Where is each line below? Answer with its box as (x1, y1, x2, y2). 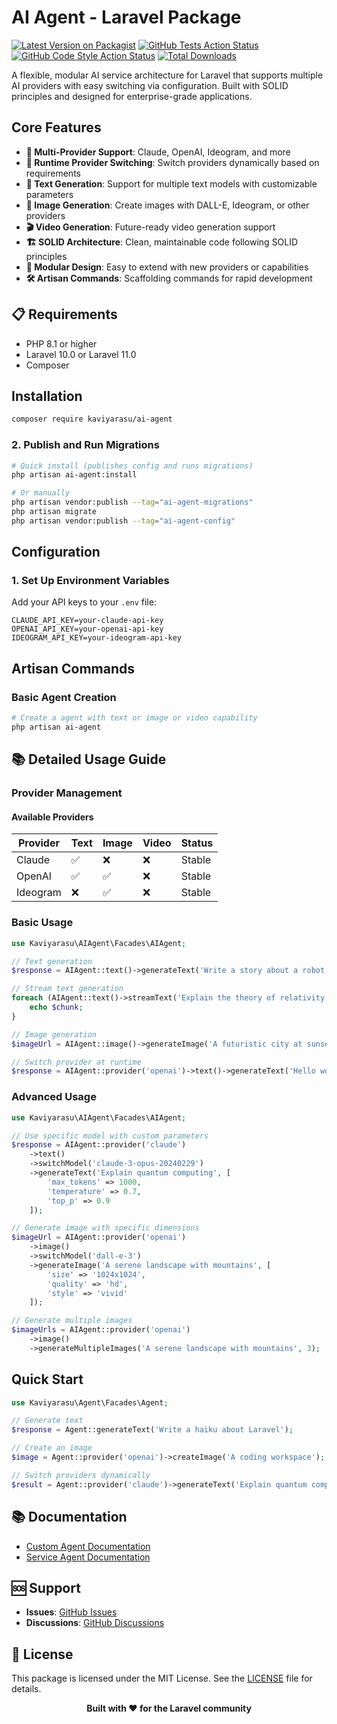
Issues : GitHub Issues (25, 1606, 118, 1618)
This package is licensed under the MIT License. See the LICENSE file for (11, 1672, 313, 1685)
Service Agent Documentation (25, 1551, 151, 1563)
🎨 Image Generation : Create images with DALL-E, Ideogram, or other (25, 199, 310, 211)
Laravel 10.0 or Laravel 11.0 (25, 348, 137, 360)
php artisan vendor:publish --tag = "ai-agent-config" (11, 516, 236, 526)
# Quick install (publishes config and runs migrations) (11, 461, 254, 471)
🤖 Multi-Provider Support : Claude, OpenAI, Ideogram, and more (25, 146, 291, 158)
